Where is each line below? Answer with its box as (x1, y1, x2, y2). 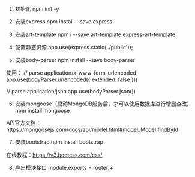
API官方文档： (6, 119, 41, 126)
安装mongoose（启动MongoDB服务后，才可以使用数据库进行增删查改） (14, 100, 193, 107)
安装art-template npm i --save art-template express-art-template (14, 31, 176, 38)
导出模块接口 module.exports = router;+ (14, 164, 113, 171)
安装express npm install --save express (14, 18, 113, 25)
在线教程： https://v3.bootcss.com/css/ (6, 151, 103, 158)
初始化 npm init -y (14, 5, 59, 12)
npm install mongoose (14, 107, 70, 114)
